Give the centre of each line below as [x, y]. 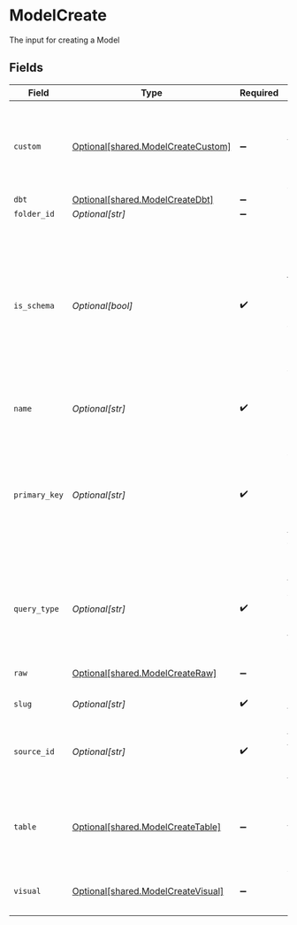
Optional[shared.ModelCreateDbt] [143, 199]
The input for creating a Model [65, 40]
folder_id [34, 214]
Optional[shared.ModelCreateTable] [146, 827]
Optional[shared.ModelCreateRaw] [145, 673]
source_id [34, 752]
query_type [36, 609]
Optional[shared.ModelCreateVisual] [148, 890]
